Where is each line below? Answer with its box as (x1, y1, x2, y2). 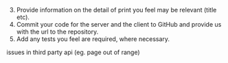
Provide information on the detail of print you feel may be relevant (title (16, 6, 217, 14)
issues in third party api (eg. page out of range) (6, 48, 140, 56)
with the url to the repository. (16, 27, 99, 36)
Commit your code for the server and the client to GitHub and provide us (16, 21, 222, 28)
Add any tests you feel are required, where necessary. (16, 35, 170, 43)
